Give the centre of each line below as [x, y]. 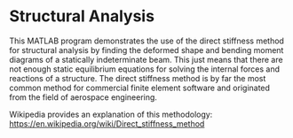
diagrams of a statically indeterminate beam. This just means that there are [146, 59]
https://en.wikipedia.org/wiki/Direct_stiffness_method [107, 123]
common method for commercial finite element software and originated [140, 88]
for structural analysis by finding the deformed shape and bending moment [146, 50]
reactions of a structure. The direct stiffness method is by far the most [138, 78]
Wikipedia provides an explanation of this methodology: [111, 114]
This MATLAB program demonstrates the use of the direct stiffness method [146, 41]
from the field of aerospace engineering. [83, 97]
